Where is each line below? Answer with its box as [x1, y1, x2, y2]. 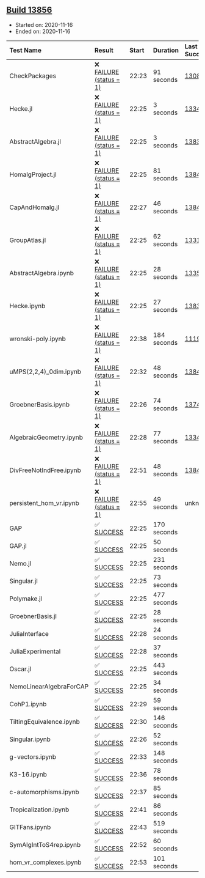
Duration [153, 46, 179, 54]
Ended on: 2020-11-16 [15, 28, 71, 35]
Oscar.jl [9, 665, 32, 673]
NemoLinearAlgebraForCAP [9, 682, 89, 690]
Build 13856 [6, 5, 52, 15]
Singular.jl [9, 577, 38, 585]
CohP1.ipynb [9, 699, 47, 708]
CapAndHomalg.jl [9, 203, 60, 212]
